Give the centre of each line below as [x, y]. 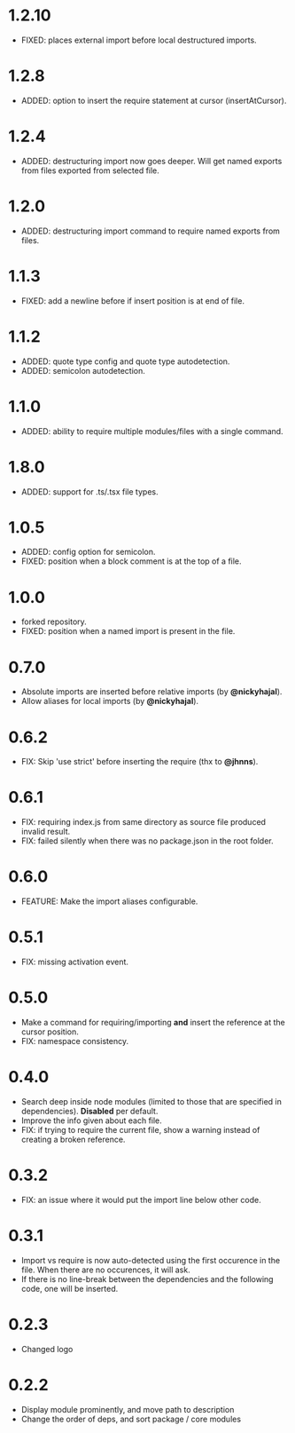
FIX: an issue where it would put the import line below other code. [141, 1199]
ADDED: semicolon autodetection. [83, 370]
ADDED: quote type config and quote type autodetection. [125, 361]
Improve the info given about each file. [92, 1120]
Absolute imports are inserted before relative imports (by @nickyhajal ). [151, 692]
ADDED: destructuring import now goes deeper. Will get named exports [151, 161]
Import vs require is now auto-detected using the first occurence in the [151, 1260]
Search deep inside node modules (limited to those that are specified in [151, 1101]
